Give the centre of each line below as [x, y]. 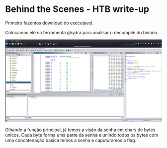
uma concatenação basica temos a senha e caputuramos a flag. [71, 141]
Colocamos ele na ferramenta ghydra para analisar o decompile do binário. [82, 32]
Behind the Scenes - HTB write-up [77, 9]
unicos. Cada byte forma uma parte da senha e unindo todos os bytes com [82, 135]
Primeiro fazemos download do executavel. [49, 23]
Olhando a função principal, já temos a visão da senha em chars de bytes [80, 130]
